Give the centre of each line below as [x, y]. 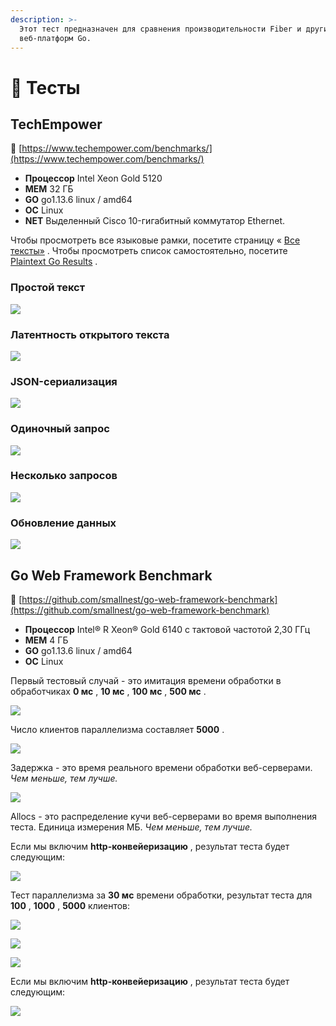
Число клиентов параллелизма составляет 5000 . [117, 729]
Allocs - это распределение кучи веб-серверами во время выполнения [163, 816]
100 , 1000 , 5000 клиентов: [70, 905]
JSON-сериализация [64, 381]
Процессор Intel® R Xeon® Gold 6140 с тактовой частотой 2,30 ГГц [167, 629]
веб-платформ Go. [55, 38]
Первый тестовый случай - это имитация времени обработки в [146, 680]
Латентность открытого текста [90, 334]
